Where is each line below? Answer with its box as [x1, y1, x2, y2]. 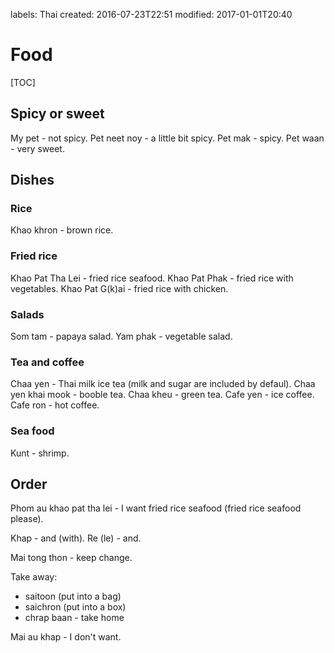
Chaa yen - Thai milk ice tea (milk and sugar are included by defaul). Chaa [10, 378, 316, 390]
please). [10, 513, 44, 525]
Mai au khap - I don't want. [10, 631, 122, 643]
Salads [10, 307, 45, 321]
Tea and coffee [10, 355, 85, 369]
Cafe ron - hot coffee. [10, 399, 100, 411]
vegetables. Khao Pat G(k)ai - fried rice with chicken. [10, 282, 229, 294]
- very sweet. [10, 142, 65, 154]
